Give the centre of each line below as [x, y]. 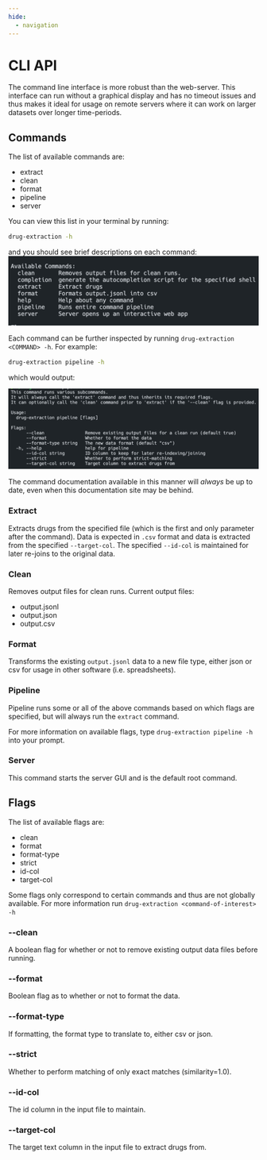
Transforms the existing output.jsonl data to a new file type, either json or [130, 661]
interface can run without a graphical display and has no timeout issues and [132, 96]
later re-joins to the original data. [62, 553]
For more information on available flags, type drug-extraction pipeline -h [130, 731]
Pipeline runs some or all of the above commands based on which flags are [132, 707]
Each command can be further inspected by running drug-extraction [121, 338]
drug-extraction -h [41, 237]
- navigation [37, 25]
